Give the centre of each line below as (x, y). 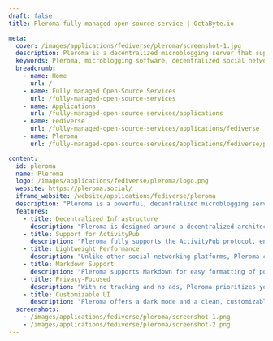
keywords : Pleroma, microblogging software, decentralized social (130, 61)
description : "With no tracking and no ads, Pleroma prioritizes (143, 287)
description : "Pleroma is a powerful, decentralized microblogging (132, 204)
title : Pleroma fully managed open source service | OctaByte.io (121, 24)
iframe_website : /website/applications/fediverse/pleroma (116, 196)
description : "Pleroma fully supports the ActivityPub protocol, (143, 242)
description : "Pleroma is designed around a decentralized (132, 227)
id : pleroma (36, 166)
